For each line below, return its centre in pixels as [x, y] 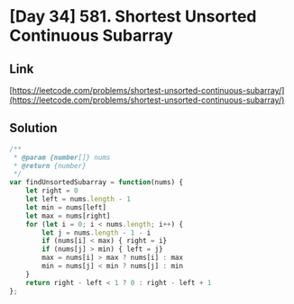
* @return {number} [50, 165]
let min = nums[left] [66, 207]
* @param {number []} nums [62, 157]
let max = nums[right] [68, 216]
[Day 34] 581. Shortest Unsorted [133, 17]
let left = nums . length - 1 [78, 200]
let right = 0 [52, 191]
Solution [33, 128]
